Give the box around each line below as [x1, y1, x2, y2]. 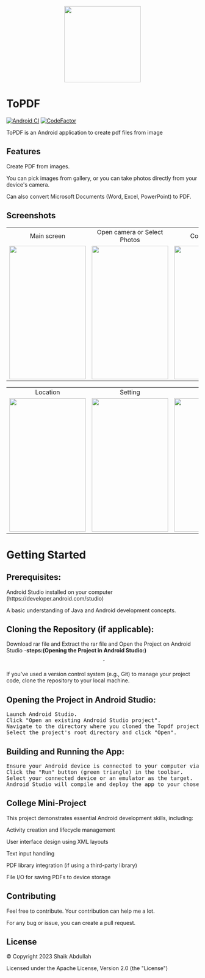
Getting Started [6, 548, 87, 562]
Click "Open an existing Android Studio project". [6, 717, 161, 724]
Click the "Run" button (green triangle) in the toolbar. [6, 769, 184, 776]
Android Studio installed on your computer [6, 588, 113, 596]
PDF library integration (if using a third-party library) [6, 862, 137, 869]
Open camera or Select [96, 227, 164, 236]
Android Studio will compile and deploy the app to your [6, 781, 181, 788]
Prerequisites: [6, 572, 61, 582]
